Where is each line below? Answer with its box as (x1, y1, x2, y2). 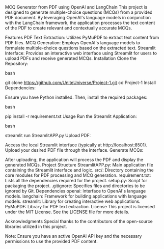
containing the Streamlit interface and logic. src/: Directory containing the (5, 167, 154, 173)
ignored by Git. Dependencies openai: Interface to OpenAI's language (5, 188, 146, 194)
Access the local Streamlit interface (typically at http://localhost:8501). (5, 142, 148, 148)
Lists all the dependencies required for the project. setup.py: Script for (5, 178, 147, 183)
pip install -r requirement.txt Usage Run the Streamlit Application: (5, 113, 137, 119)
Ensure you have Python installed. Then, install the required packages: (5, 94, 148, 100)
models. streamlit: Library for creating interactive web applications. (5, 198, 141, 204)
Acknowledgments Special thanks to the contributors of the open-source (5, 219, 153, 224)
